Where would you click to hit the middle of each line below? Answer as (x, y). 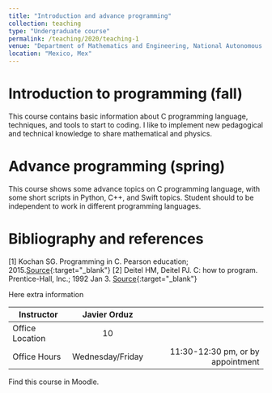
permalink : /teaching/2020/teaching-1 (74, 39)
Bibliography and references (106, 239)
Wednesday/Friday (108, 356)
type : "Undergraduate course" (59, 31)
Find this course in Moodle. (54, 382)
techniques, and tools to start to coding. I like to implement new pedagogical (136, 125)
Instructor (38, 314)
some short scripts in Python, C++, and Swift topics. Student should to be (131, 197)
